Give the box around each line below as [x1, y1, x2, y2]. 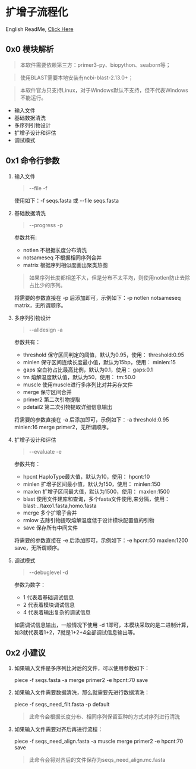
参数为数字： [14, 581, 46, 588]
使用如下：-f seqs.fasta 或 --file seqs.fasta [14, 197, 119, 204]
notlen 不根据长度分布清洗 [23, 246, 87, 253]
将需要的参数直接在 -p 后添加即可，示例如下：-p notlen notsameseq [14, 294, 181, 301]
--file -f [29, 184, 48, 191]
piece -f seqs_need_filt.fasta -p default [14, 701, 110, 708]
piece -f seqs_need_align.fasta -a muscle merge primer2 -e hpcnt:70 [14, 737, 184, 745]
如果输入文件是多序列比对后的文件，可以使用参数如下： [14, 665, 150, 672]
